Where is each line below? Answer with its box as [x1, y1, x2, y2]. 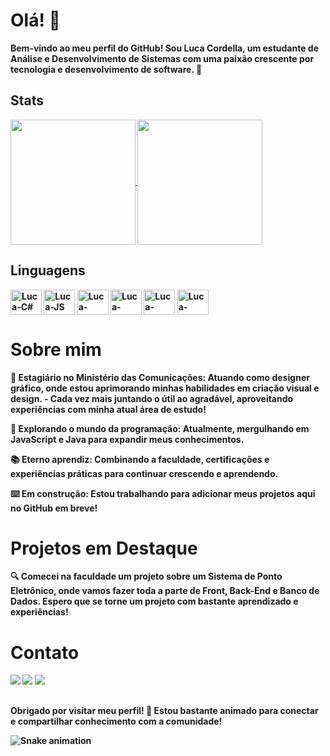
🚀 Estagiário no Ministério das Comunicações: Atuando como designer [10, 371, 310, 383]
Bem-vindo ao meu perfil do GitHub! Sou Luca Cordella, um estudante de [10, 42, 319, 54]
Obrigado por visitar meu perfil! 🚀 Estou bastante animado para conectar [10, 704, 319, 716]
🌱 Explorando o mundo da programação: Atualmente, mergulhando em [10, 422, 310, 434]
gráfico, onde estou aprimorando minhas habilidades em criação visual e [10, 382, 320, 394]
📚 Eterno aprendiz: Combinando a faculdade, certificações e [10, 453, 270, 465]
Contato [10, 641, 80, 664]
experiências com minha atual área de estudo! [10, 403, 207, 415]
